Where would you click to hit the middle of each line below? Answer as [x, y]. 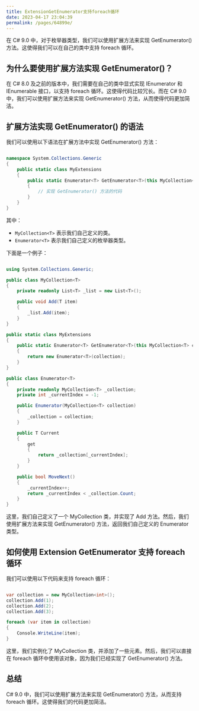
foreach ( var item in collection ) [49, 622]
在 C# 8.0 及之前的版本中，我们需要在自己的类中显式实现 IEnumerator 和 [94, 84]
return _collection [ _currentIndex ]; [83, 455]
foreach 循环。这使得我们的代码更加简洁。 [58, 701]
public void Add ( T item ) [47, 302]
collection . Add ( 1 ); [30, 601]
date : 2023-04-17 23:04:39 [39, 17]
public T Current [38, 433]
